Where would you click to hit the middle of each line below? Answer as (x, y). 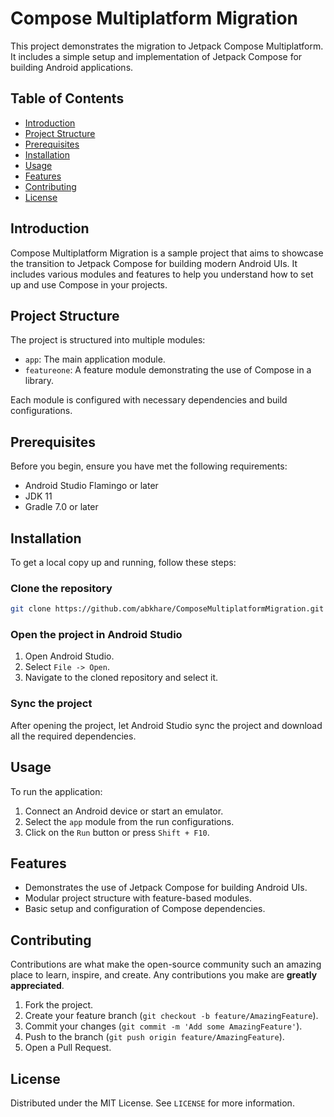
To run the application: (56, 791)
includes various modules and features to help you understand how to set (162, 274)
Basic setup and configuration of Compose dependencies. (145, 909)
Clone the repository (61, 588)
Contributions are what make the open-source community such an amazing (166, 964)
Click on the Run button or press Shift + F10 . (117, 832)
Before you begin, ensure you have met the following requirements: (149, 466)
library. (39, 381)
